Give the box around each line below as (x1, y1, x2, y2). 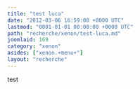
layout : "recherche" (7, 56, 68, 63)
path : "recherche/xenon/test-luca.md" (7, 29, 121, 37)
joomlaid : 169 (7, 36, 49, 43)
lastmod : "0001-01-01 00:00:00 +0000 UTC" (7, 23, 134, 30)
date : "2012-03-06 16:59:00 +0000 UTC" (7, 17, 125, 24)
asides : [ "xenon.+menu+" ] (7, 50, 83, 57)
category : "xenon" (7, 43, 61, 50)
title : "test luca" (7, 10, 65, 18)
